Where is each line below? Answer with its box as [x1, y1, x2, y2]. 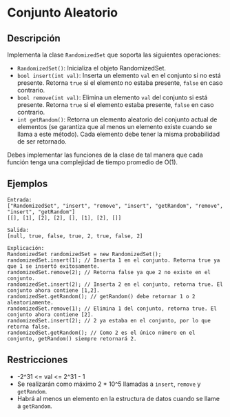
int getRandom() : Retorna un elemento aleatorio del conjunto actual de [17, 115, 218, 124]
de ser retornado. [17, 137, 67, 146]
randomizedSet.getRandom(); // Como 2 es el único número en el [7, 329, 196, 336]
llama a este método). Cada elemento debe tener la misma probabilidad [17, 130, 220, 138]
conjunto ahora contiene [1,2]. [7, 287, 100, 294]
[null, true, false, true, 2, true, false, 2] [7, 233, 143, 240]
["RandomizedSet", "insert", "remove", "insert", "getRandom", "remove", [7, 202, 224, 209]
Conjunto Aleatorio [7, 5, 118, 21]
